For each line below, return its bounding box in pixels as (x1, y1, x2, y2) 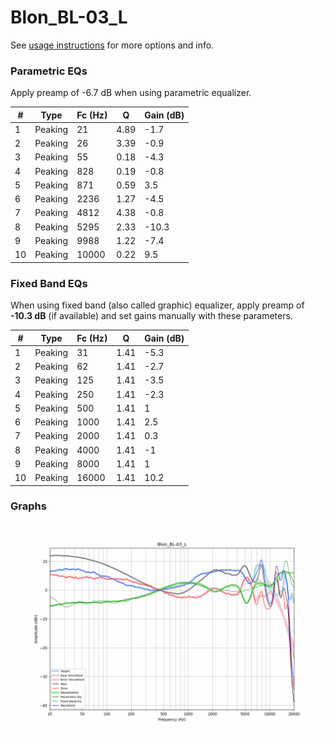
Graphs (10, 499, 47, 513)
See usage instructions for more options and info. (10, 39, 215, 51)
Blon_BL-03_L (10, 6, 128, 29)
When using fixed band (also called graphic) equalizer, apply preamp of (10, 299, 305, 311)
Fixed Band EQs (10, 276, 88, 290)
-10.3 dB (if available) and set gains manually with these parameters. (10, 310, 293, 322)
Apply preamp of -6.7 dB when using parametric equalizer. (10, 87, 252, 99)
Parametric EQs (10, 64, 88, 78)
